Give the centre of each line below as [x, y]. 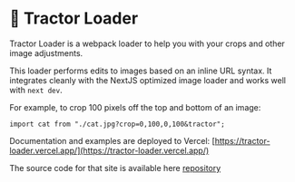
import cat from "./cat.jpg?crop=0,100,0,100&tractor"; [117, 124]
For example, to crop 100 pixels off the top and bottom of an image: [135, 107]
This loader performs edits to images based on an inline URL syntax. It [141, 71]
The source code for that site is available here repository [115, 168]
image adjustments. [46, 53]
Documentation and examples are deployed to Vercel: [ [112, 140]
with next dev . [36, 90]
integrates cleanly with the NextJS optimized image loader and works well [148, 80]
